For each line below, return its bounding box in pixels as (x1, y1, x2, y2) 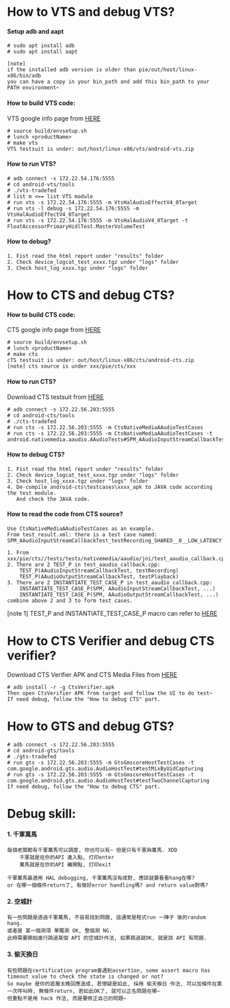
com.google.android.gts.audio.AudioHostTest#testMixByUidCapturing (7, 765, 204, 772)
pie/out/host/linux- (138, 67, 197, 73)
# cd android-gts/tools (7, 747, 75, 754)
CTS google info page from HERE (7, 326, 101, 334)
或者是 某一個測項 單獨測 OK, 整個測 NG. (7, 927, 113, 935)
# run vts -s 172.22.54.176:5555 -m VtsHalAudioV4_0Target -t (7, 217, 188, 224)
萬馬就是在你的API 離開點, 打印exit (19, 861, 112, 868)
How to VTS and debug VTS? (7, 4, 175, 20)
